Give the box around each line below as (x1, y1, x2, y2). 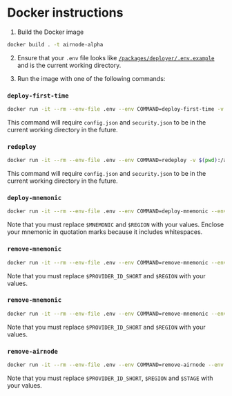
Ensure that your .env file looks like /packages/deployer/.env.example (17, 53, 215, 62)
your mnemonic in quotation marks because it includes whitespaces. (7, 228, 203, 236)
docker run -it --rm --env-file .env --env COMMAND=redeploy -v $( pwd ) (7, 157, 217, 164)
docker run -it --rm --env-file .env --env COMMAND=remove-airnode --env (7, 361, 224, 368)
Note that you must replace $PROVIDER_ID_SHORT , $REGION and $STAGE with (7, 374, 213, 382)
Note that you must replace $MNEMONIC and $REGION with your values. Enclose (7, 220, 224, 229)
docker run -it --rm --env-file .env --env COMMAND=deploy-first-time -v (7, 106, 224, 113)
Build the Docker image (17, 28, 84, 36)
